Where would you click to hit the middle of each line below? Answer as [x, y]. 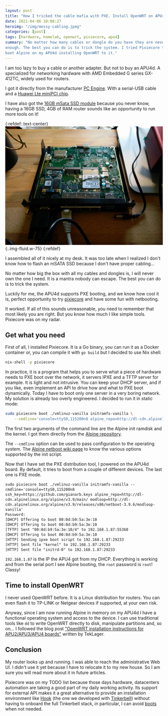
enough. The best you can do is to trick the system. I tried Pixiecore [82, 48]
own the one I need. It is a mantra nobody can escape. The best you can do [83, 278]
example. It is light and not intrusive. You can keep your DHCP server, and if [83, 383]
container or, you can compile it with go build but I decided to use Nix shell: [83, 352]
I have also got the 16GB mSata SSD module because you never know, [77, 103]
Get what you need [35, 335]
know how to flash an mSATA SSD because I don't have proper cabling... [80, 263]
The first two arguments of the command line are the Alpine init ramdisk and [83, 428]
